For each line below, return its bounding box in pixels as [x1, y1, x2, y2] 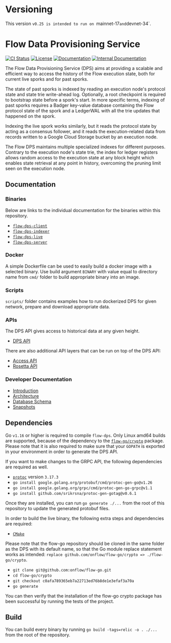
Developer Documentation [5, 376, 72, 383]
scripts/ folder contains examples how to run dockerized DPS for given [5, 298, 157, 304]
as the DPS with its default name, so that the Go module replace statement [5, 545, 162, 552]
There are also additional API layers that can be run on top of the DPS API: [5, 348, 161, 354]
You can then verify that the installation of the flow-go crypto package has [5, 592, 162, 599]
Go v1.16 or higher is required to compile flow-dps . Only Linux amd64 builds [5, 432, 166, 438]
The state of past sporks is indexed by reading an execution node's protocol [5, 86, 166, 92]
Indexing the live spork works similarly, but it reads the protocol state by [5, 123, 157, 129]
